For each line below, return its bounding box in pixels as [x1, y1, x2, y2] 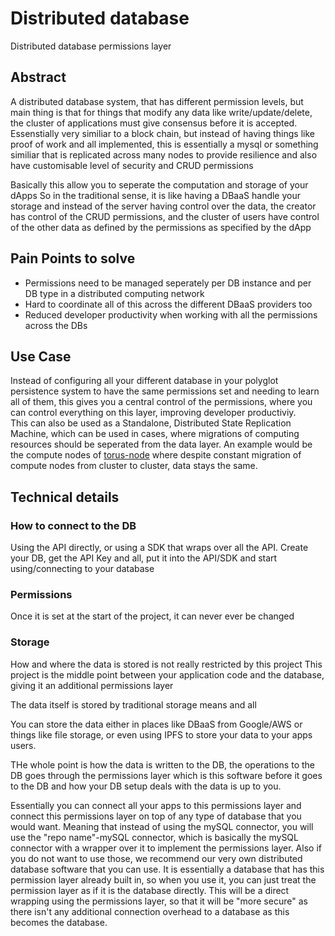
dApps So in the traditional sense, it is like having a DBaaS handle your [10, 189, 302, 201]
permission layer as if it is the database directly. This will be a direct [10, 884, 290, 896]
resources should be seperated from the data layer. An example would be [10, 438, 313, 451]
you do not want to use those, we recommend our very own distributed [10, 852, 303, 864]
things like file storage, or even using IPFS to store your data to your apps [10, 728, 313, 741]
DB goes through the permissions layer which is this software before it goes [10, 769, 323, 781]
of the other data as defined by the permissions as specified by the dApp [10, 221, 312, 233]
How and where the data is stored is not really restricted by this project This [10, 658, 323, 670]
